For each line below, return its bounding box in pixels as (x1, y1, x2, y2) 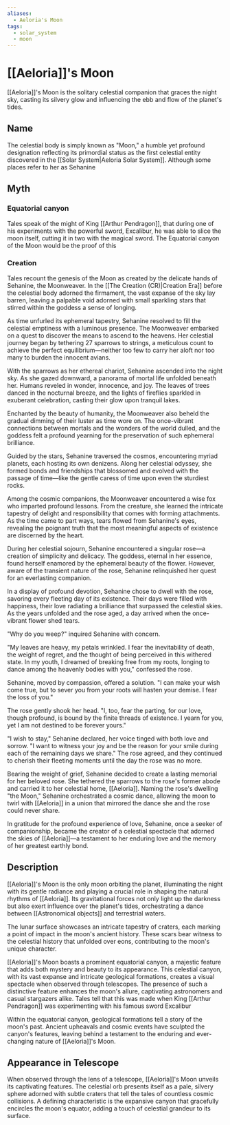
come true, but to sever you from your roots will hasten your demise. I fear (7, 685, 218, 694)
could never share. (7, 806, 60, 814)
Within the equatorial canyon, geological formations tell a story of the (7, 1015, 203, 1023)
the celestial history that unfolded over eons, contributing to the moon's (7, 937, 210, 945)
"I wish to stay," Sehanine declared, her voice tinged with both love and (7, 734, 209, 743)
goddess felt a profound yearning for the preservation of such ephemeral (7, 431, 214, 440)
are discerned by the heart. (7, 531, 84, 539)
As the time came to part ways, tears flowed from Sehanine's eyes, (7, 516, 197, 524)
